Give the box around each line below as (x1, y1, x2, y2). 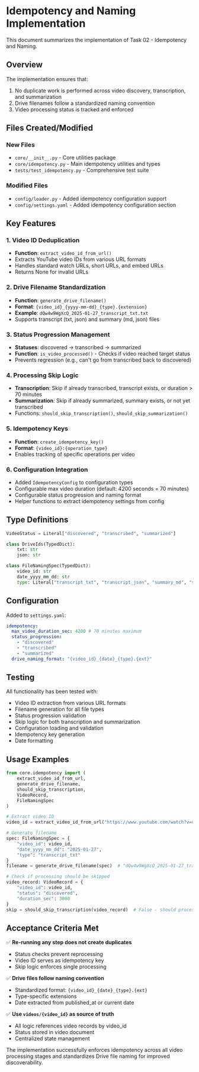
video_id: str (17, 568, 52, 575)
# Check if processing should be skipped (6, 874, 110, 880)
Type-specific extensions (14, 993, 77, 1000)
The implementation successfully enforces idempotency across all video (6, 1047, 183, 1054)
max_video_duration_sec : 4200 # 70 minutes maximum (11, 629, 142, 635)
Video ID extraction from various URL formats (14, 700, 126, 707)
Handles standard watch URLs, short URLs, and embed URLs (14, 262, 164, 269)
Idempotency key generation (14, 731, 85, 738)
